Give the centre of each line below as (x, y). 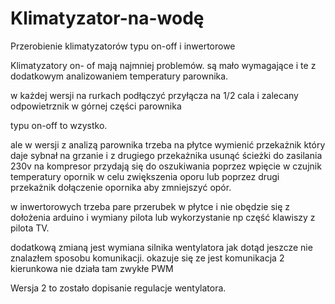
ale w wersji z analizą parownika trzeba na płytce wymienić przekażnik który (168, 144)
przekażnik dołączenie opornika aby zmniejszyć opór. (121, 187)
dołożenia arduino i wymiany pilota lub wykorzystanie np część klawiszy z (163, 217)
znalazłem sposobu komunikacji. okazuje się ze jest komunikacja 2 (147, 258)
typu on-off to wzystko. (59, 125)
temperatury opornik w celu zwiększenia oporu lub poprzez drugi (145, 176)
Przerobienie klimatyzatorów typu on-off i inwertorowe (123, 46)
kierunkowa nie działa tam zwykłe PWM (92, 268)
